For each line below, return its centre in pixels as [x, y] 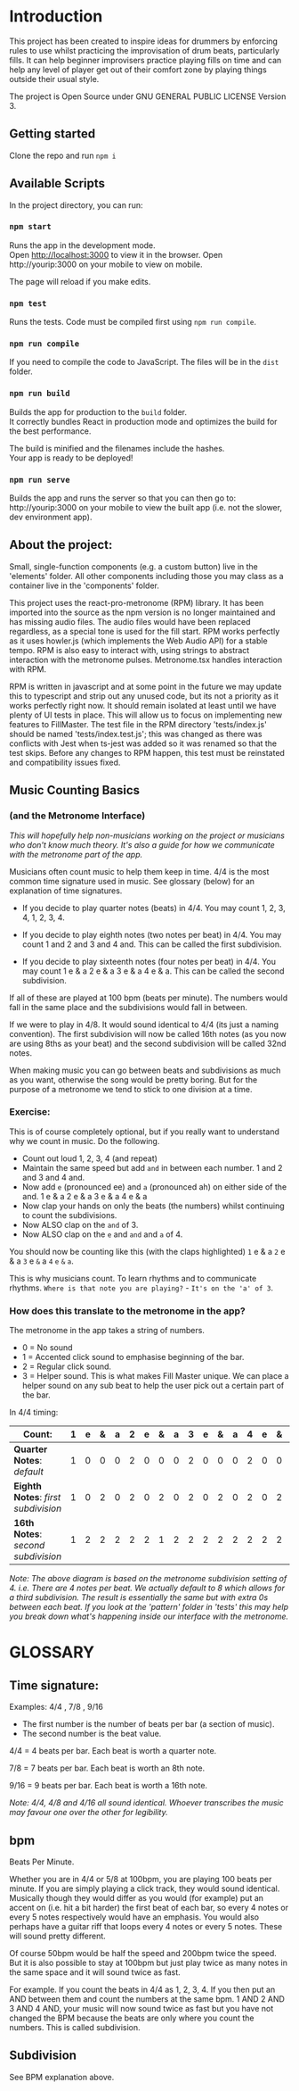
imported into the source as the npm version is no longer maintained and [142, 612]
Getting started [53, 134]
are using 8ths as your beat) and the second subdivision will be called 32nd [148, 1043]
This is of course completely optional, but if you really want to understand [145, 1132]
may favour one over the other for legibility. [89, 1813]
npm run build [40, 394]
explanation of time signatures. [66, 891]
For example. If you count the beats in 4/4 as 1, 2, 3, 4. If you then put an [142, 1989]
